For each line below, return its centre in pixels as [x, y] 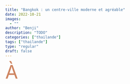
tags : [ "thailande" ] [27, 42]
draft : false [19, 51]
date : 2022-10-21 [23, 14]
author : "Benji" [22, 28]
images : [13, 19]
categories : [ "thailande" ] [33, 38]
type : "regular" [22, 46]
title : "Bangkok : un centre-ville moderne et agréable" [65, 10]
